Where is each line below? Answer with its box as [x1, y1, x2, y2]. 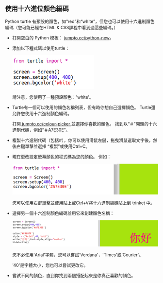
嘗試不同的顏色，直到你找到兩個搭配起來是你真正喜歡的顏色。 [12, 272, 136, 278]
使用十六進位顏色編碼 [5, 4, 69, 13]
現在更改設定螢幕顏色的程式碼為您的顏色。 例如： [12, 154, 112, 159]
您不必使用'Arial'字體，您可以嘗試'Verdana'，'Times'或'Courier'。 [12, 252, 144, 258]
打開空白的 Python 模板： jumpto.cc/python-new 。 [12, 35, 114, 40]
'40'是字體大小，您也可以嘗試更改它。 [12, 262, 88, 268]
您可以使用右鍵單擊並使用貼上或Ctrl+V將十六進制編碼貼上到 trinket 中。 [12, 200, 155, 206]
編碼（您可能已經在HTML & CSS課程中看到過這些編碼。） [5, 24, 118, 30]
